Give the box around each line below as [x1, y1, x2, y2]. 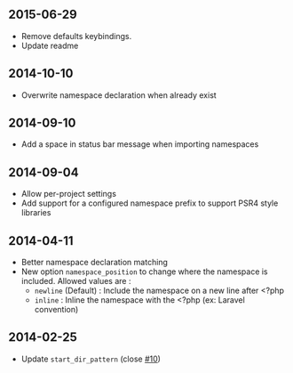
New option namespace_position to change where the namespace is [20, 266, 268, 277]
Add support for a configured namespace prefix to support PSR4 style [20, 198, 279, 208]
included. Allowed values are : [20, 276, 131, 287]
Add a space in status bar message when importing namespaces [20, 139, 259, 150]
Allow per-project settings [20, 189, 117, 199]
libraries [20, 207, 51, 218]
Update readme [20, 40, 79, 51]
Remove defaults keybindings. [20, 30, 132, 41]
